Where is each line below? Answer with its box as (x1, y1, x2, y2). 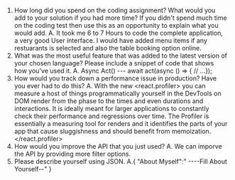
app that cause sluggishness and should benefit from (13, 127, 170, 135)
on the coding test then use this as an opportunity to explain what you (13, 21, 219, 29)
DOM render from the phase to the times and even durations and (13, 97, 204, 105)
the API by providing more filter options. (13, 149, 131, 158)
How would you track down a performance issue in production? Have (13, 74, 217, 83)
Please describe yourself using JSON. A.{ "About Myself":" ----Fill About (13, 157, 227, 166)
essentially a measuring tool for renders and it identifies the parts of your (13, 120, 228, 127)
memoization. (171, 127, 212, 135)
